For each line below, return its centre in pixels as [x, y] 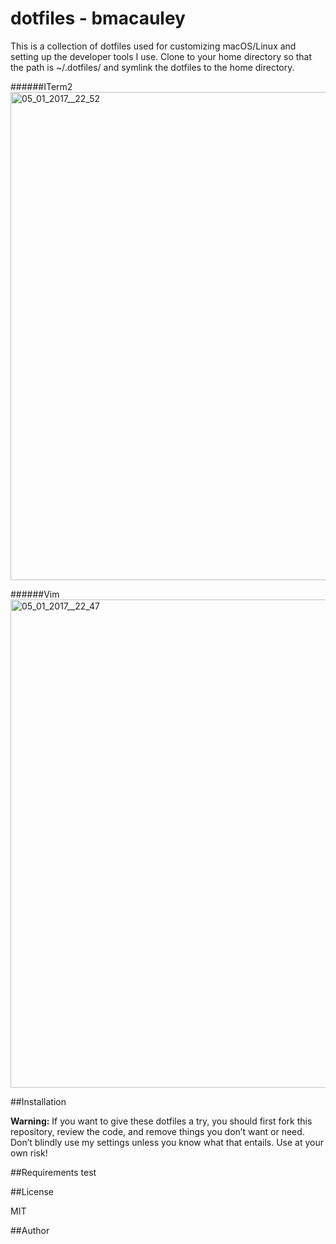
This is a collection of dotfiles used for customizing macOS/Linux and [153, 46]
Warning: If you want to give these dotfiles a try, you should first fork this [161, 1121]
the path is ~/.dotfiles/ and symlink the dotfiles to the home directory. [152, 67]
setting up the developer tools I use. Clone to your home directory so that [161, 56]
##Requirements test [53, 1172]
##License [32, 1191]
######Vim [35, 594]
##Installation [38, 1101]
